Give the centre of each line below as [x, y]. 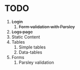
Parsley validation [36, 62]
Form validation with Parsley [47, 26]
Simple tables [32, 47]
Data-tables [30, 52]
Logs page [22, 32]
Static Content [26, 37]
